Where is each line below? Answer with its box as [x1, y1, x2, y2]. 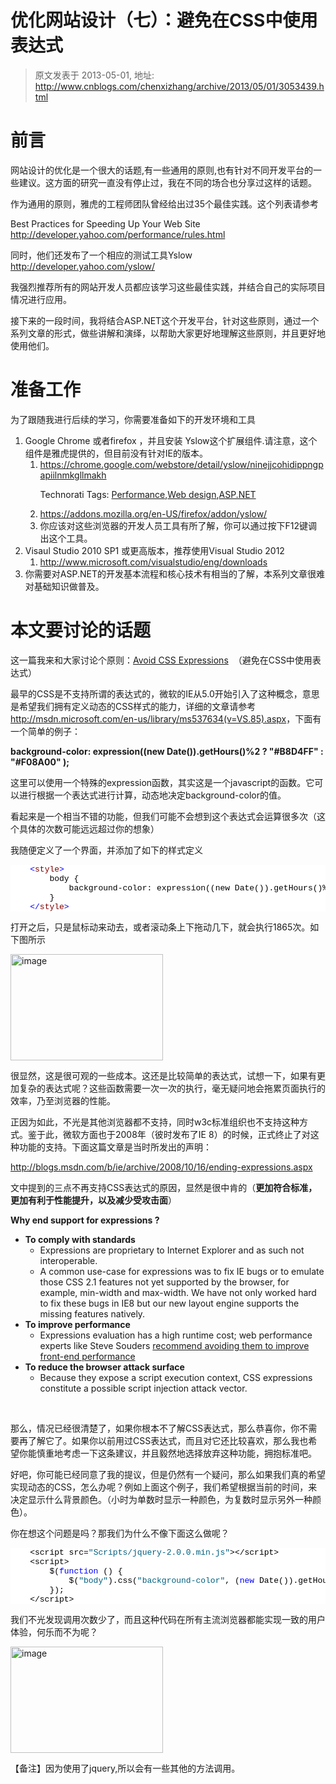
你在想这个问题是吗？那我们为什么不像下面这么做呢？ [10, 1527, 230, 1539]
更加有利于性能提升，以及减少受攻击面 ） [10, 1194, 177, 1206]
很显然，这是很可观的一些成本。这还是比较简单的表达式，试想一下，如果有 [10, 1069, 317, 1081]
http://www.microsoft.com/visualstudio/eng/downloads [39, 556, 268, 568]
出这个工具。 [39, 532, 93, 544]
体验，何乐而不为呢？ [10, 1626, 98, 1638]
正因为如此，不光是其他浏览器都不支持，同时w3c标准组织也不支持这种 [10, 1116, 300, 1128]
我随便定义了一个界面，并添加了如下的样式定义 [10, 844, 203, 856]
